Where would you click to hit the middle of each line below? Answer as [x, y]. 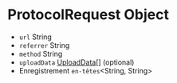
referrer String [44, 45]
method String [41, 53]
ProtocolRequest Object [88, 15]
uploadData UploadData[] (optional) [77, 62]
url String [35, 37]
